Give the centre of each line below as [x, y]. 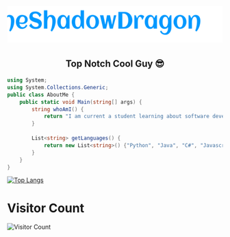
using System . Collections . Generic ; [58, 87]
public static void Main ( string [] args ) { [81, 102]
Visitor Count [46, 208]
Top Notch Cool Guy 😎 [115, 64]
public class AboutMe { [41, 95]
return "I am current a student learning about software [127, 116]
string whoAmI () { [58, 109]
